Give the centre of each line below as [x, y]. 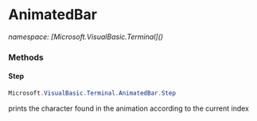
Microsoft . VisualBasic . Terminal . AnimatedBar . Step [92, 93]
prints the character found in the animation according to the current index [128, 108]
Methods [26, 57]
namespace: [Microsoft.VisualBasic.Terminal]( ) [86, 37]
